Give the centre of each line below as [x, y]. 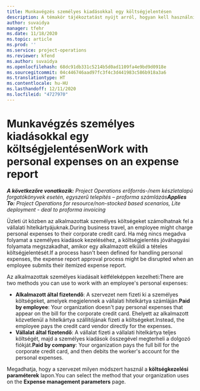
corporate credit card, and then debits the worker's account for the [97, 351]
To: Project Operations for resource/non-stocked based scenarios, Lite [94, 203]
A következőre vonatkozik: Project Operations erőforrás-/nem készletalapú [100, 190]
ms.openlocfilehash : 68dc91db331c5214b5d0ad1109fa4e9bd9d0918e [87, 67]
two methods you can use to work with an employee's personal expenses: [97, 283]
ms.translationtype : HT [36, 78]
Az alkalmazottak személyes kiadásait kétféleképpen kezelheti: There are [95, 276]
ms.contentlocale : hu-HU [37, 84]
